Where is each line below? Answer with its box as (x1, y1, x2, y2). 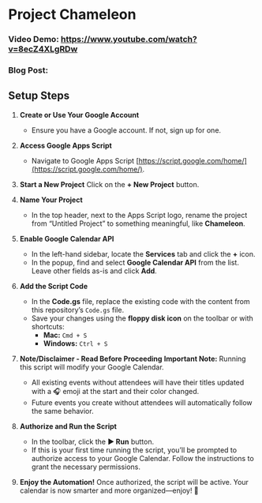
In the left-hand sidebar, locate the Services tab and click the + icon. (31, 249, 256, 258)
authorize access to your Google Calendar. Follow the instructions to (31, 453, 254, 463)
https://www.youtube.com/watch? (60, 34, 197, 45)
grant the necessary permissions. (31, 462, 140, 471)
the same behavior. (31, 406, 94, 415)
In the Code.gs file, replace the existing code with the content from (31, 296, 250, 306)
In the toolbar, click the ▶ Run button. (31, 437, 155, 446)
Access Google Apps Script (19, 141, 112, 150)
